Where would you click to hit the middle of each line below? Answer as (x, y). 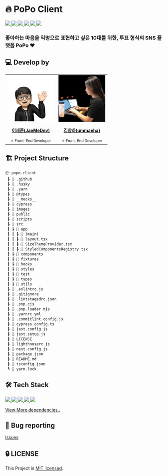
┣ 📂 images (18, 209)
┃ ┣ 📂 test (18, 274)
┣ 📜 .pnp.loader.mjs (29, 309)
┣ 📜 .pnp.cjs (21, 304)
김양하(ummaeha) (82, 130)
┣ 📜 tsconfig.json (26, 364)
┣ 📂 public (18, 214)
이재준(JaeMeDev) (31, 130)
